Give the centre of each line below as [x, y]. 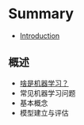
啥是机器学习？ [44, 83]
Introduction [40, 36]
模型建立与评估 [44, 112]
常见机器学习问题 [48, 93]
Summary [41, 14]
